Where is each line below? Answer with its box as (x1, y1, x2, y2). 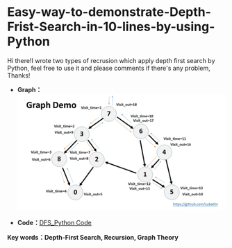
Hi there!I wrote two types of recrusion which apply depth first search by (7, 56, 215, 64)
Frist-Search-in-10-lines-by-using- (7, 19, 215, 35)
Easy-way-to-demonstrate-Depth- (7, 4, 212, 20)
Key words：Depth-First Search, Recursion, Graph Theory (7, 233, 179, 242)
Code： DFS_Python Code (17, 219, 92, 227)
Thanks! (7, 71, 31, 80)
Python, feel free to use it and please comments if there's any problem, (7, 64, 210, 72)
